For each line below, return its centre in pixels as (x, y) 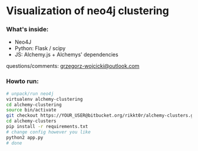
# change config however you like (49, 132)
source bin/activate (32, 110)
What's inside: (27, 29)
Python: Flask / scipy (40, 48)
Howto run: (23, 81)
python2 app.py (25, 137)
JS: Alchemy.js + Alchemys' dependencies (67, 55)
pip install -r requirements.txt (47, 127)
